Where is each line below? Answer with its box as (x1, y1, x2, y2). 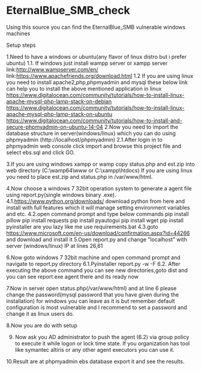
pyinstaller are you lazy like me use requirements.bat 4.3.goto (6, 223, 158, 230)
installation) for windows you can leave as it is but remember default (6, 297, 175, 304)
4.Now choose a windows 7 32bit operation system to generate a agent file (6, 184, 192, 192)
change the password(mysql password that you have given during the (6, 291, 179, 298)
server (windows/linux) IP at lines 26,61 (6, 242, 103, 249)
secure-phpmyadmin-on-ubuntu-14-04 (6, 123, 103, 130)
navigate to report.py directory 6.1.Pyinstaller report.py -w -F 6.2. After (6, 260, 181, 267)
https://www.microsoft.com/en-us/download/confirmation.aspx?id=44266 (6, 229, 190, 237)
